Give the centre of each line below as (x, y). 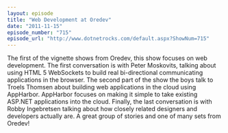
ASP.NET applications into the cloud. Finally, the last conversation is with (110, 102)
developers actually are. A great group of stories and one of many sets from (114, 116)
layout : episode (30, 13)
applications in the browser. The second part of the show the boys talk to (110, 80)
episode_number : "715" (39, 32)
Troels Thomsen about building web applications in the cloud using (102, 87)
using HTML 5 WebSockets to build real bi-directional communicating (105, 73)
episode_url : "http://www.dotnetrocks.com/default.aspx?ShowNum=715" (109, 39)
